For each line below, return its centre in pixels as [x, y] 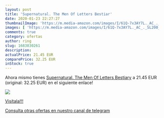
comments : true [20, 32]
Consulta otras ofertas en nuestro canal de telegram [58, 111]
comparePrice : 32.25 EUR [30, 59]
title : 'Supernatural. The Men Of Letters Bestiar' [59, 14]
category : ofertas [24, 37]
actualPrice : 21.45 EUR [29, 55]
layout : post [18, 9]
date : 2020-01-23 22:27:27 [32, 18]
